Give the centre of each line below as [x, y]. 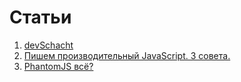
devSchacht [48, 45]
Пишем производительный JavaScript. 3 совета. [127, 55]
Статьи [40, 17]
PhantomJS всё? [58, 66]
